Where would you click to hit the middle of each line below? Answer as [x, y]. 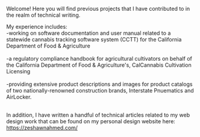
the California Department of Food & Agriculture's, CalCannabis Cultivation [99, 65]
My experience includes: [37, 27]
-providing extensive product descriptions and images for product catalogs [99, 84]
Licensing [18, 71]
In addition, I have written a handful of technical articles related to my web [98, 115]
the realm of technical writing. [43, 15]
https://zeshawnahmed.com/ [42, 128]
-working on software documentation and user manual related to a [89, 33]
